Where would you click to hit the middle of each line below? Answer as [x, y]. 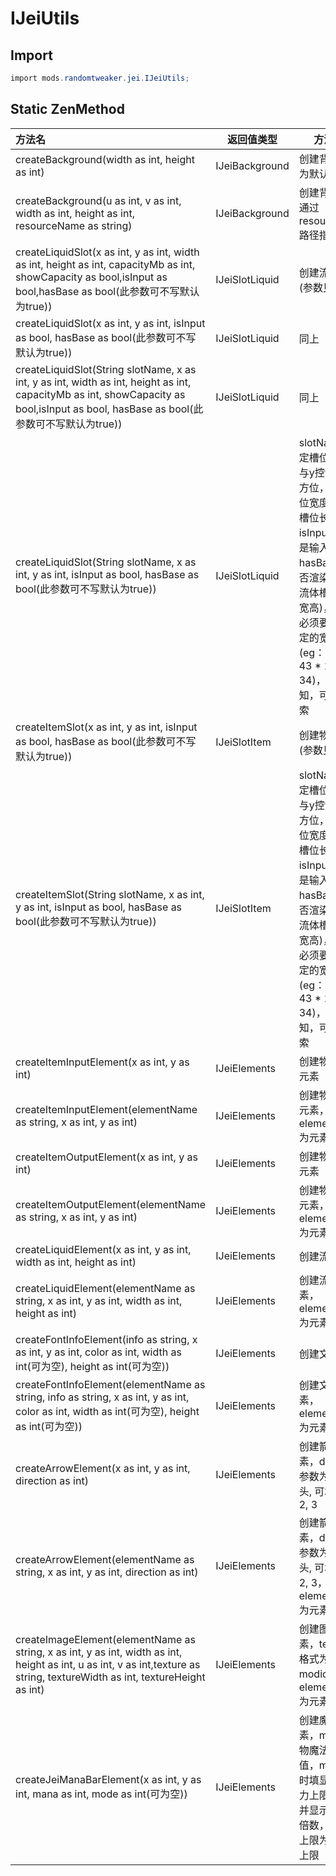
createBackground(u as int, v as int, [98, 200]
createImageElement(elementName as [105, 1639]
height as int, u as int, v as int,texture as [108, 1664]
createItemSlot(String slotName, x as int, [110, 894]
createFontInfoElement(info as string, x [106, 1339]
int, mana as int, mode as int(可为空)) [101, 1794]
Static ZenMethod [67, 109]
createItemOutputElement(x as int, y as [106, 1157]
